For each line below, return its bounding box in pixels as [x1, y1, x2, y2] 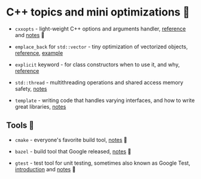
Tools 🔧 [6, 121, 35, 131]
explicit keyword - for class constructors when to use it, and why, [14, 61, 180, 68]
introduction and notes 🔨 [14, 165, 76, 172]
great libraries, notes [14, 103, 66, 110]
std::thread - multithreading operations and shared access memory [14, 79, 184, 86]
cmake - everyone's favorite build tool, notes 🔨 [14, 136, 127, 143]
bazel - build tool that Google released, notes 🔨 [14, 147, 132, 155]
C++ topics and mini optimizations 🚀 [6, 5, 190, 19]
